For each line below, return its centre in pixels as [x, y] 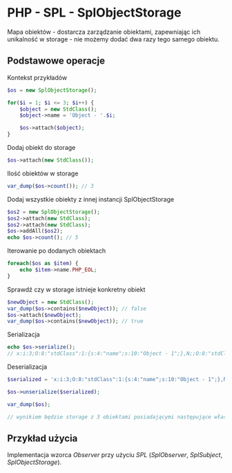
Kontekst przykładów [37, 77]
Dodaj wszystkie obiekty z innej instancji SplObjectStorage [91, 199]
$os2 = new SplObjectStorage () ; [54, 212]
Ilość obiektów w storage [43, 173]
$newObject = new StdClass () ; [51, 302]
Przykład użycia [42, 438]
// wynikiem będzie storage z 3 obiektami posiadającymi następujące [109, 417]
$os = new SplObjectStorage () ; [52, 90]
